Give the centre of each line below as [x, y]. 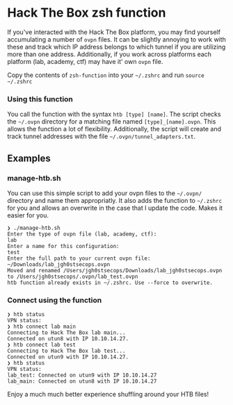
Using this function [40, 99]
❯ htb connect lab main [42, 327]
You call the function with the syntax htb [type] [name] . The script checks [114, 114]
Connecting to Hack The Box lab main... [67, 333]
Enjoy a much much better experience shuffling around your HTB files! [108, 395]
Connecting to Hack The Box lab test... [67, 351]
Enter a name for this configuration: [63, 246]
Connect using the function [55, 300]
